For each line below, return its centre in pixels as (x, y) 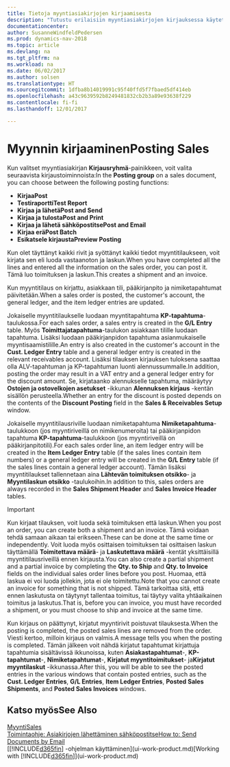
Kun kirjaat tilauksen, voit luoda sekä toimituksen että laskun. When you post (114, 523)
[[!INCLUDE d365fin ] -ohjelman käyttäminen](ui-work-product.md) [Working (113, 749)
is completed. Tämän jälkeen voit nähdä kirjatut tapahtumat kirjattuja (103, 645)
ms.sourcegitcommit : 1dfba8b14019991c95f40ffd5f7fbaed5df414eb (99, 90)
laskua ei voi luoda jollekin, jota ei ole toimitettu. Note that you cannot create (114, 581)
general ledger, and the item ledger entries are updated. (86, 302)
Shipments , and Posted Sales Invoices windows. (77, 688)
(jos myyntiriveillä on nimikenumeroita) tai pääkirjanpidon (120, 430)
